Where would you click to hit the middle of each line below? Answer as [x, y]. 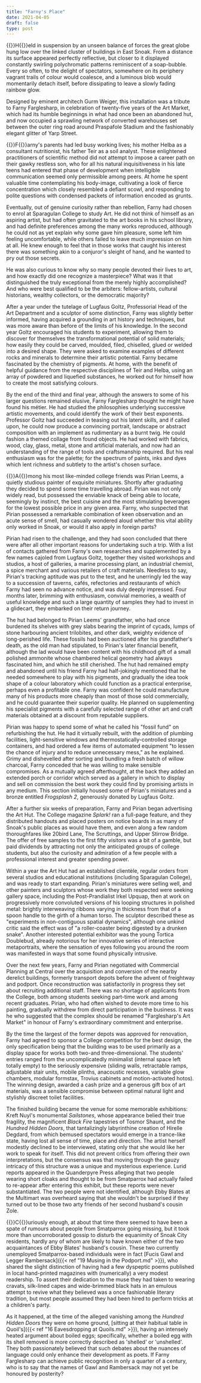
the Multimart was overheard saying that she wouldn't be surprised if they [97, 1198]
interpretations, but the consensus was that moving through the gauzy [93, 1160]
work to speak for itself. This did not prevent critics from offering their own [98, 1154]
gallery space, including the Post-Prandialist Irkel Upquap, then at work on [98, 896]
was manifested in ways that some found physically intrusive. [82, 954]
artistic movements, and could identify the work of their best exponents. [95, 414]
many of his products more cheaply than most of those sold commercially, [98, 696]
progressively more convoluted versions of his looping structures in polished [100, 903]
